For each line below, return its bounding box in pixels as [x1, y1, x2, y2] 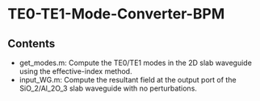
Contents [7, 37, 56, 50]
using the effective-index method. [19, 67, 132, 76]
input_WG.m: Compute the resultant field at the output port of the [19, 75, 237, 84]
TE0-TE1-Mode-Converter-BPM [7, 5, 225, 23]
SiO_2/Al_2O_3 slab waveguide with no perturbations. [19, 83, 197, 93]
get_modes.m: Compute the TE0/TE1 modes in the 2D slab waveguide [19, 58, 252, 67]
